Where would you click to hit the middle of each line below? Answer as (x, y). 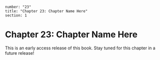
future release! (20, 53)
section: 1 (16, 15)
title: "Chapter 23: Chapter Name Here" (47, 11)
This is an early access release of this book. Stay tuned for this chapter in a (80, 48)
